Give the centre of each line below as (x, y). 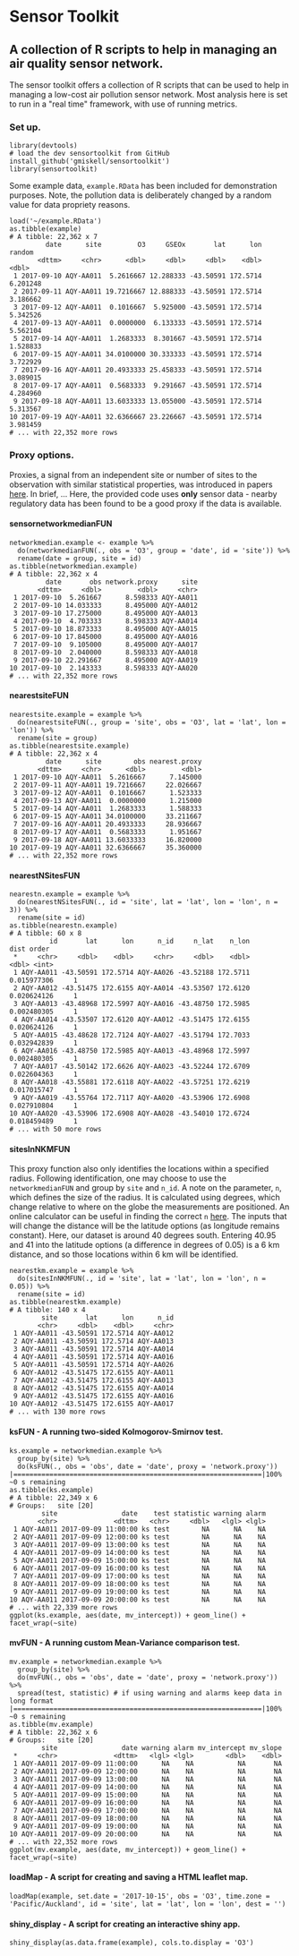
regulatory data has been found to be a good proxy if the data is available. (145, 503)
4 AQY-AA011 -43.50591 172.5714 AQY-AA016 (94, 1357)
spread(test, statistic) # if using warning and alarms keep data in (149, 1693)
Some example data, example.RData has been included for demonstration (143, 186)
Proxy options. (42, 456)
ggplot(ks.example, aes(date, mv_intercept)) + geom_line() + (128, 1615)
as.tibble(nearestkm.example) (66, 1303)
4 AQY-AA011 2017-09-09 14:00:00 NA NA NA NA (147, 1787)
